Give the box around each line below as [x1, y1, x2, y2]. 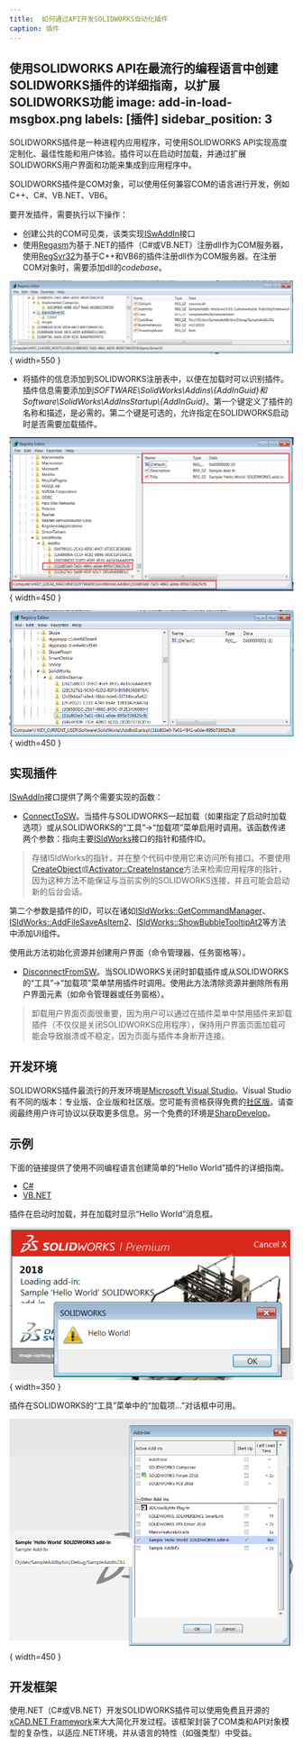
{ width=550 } [9, 354, 61, 365]
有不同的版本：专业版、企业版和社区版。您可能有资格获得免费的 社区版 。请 [9, 1096, 286, 1107]
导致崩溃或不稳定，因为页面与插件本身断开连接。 [47, 1030, 230, 1041]
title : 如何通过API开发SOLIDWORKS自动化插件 [9, 14, 169, 23]
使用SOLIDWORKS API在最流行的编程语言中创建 [9, 60, 279, 76]
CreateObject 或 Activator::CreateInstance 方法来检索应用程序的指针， [31, 864, 287, 874]
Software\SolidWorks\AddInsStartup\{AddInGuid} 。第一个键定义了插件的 [22, 396, 293, 407]
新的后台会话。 [31, 886, 87, 897]
